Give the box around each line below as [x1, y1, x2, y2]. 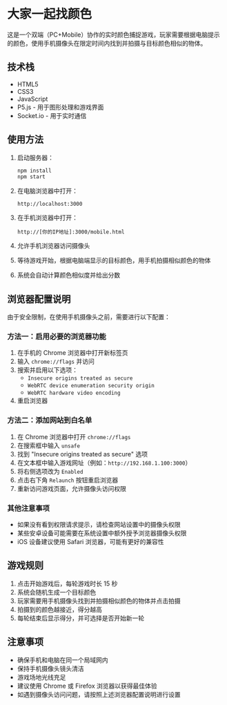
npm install [17, 167, 52, 174]
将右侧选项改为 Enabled [17, 467, 83, 475]
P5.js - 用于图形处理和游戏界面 [17, 103, 104, 111]
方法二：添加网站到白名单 [7, 416, 92, 425]
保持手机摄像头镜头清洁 [17, 664, 84, 673]
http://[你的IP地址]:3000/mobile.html [17, 229, 125, 235]
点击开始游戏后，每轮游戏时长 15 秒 [17, 579, 118, 588]
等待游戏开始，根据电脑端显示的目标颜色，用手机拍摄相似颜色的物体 [17, 256, 211, 264]
